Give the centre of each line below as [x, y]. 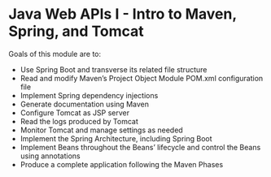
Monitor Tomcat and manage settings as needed [101, 130]
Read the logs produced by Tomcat [79, 121]
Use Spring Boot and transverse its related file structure [114, 69]
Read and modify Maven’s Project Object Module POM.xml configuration [142, 78]
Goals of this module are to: [55, 54]
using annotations [50, 156]
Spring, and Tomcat [76, 31]
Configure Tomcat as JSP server [75, 112]
